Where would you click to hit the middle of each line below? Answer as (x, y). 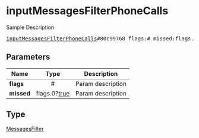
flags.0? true (53, 93)
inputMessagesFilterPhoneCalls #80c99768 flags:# (78, 38)
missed (20, 93)
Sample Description (30, 27)
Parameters (28, 57)
